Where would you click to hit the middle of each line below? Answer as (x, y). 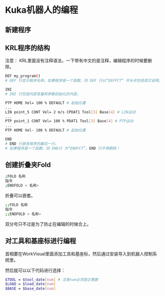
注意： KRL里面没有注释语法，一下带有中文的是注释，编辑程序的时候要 (77, 61)
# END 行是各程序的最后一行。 (32, 144)
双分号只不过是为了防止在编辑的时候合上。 (48, 224)
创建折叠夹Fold (28, 165)
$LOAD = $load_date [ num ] (30, 284)
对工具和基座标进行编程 (41, 241)
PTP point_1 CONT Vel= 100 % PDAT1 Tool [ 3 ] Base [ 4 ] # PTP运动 (69, 121)
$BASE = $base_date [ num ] (30, 289)
